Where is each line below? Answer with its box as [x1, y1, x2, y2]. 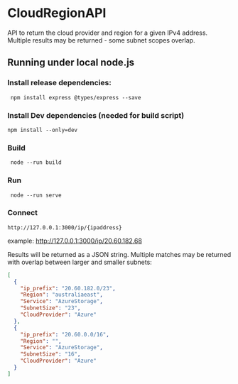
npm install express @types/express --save [10, 94, 141, 101]
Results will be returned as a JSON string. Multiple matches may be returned [7, 250, 232, 258]
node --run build [10, 159, 62, 166]
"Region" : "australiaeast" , [20, 291, 103, 299]
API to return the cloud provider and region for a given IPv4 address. [7, 28, 208, 37]
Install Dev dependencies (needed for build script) [7, 110, 185, 120]
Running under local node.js [7, 57, 135, 69]
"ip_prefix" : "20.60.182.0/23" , [20, 285, 116, 292]
